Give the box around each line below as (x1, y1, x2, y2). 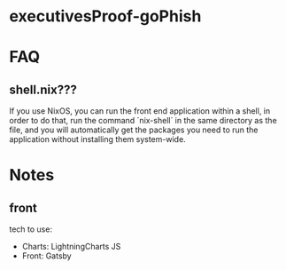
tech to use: (9, 224, 53, 234)
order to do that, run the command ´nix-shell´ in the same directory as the (9, 115, 277, 126)
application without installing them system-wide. (9, 134, 186, 145)
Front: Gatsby (21, 250, 73, 261)
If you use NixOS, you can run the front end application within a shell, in (9, 106, 271, 116)
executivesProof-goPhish (9, 6, 202, 27)
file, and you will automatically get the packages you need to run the (9, 124, 259, 135)
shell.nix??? (9, 82, 77, 97)
